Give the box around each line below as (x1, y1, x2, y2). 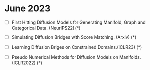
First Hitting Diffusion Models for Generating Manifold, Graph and (11, 19, 146, 25)
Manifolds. (119, 54, 141, 60)
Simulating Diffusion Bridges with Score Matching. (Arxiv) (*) (11, 35, 137, 40)
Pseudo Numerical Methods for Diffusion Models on (11, 54, 119, 60)
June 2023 (4, 3, 51, 14)
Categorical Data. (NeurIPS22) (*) (11, 25, 81, 31)
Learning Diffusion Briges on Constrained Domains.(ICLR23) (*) (11, 44, 142, 50)
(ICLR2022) (11, 60, 36, 66)
